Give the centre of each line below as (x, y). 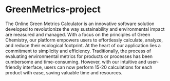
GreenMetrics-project (53, 9)
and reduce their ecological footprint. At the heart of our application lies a (83, 45)
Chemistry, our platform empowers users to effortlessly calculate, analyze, (84, 40)
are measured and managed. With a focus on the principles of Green (78, 34)
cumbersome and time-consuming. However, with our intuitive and (76, 62)
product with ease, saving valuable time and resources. (64, 72)
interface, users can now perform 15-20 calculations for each (88, 67)
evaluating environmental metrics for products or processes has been (79, 56)
